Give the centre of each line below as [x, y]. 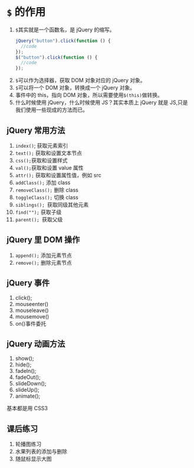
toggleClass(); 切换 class [47, 197]
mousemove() [32, 316]
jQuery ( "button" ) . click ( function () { [63, 41]
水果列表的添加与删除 [41, 451]
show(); [24, 359]
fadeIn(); [26, 371]
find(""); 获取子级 [38, 212]
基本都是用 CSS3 [27, 408]
